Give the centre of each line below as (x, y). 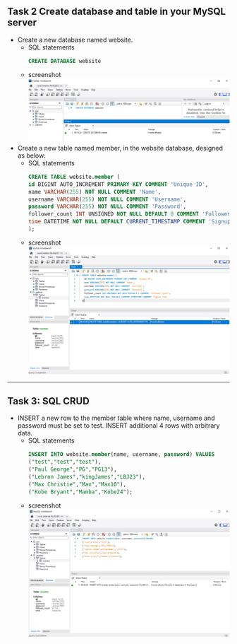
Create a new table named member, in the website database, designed (120, 148)
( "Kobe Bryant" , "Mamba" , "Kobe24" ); (80, 492)
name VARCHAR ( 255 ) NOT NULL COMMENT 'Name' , (95, 192)
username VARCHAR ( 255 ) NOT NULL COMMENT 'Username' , (107, 199)
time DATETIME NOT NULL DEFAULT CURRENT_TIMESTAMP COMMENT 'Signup (129, 222)
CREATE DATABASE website (65, 61)
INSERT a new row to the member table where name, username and (116, 418)
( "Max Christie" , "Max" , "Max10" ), (77, 484)
